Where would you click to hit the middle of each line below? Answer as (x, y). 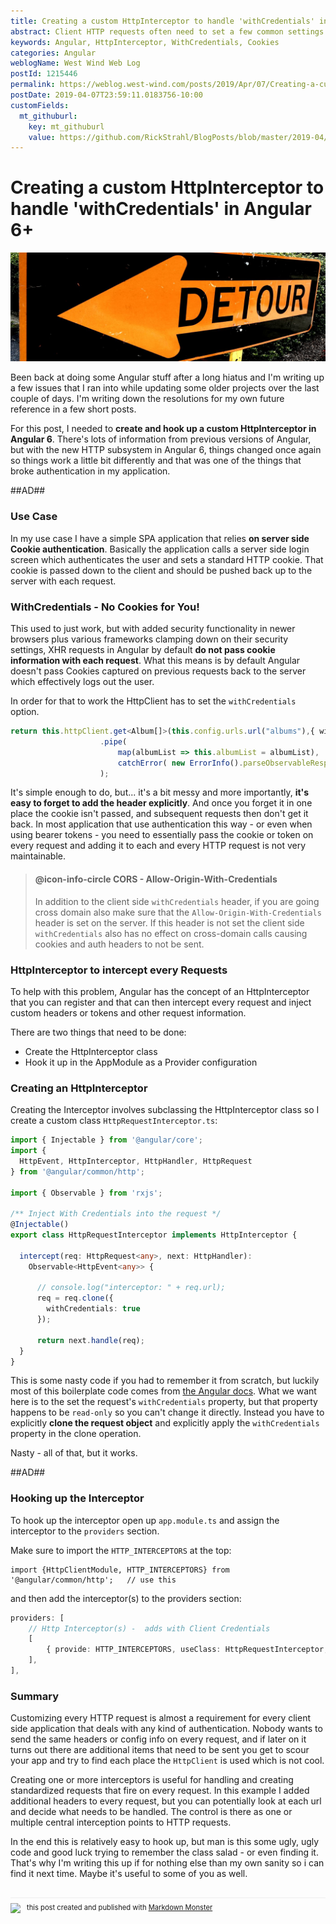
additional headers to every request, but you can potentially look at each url (166, 1801)
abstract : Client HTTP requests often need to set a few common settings (167, 31)
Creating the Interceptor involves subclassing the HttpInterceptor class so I (165, 1110)
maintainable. (38, 856)
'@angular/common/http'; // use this (93, 1580)
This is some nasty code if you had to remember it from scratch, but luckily (165, 1381)
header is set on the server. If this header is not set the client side (169, 922)
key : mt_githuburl (66, 126)
